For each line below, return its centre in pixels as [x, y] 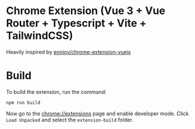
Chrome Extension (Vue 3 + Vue [86, 11]
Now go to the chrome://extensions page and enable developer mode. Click [97, 113]
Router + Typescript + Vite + [76, 23]
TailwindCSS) [40, 36]
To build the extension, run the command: [56, 91]
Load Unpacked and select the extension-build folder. [70, 120]
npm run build [23, 103]
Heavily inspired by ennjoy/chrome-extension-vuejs [69, 52]
